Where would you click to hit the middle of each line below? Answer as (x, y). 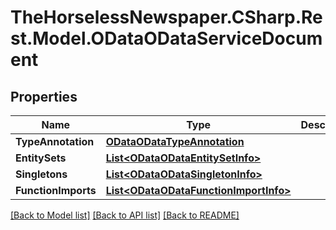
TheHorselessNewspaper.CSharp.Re (166, 17)
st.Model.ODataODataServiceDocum (166, 38)
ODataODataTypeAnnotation (175, 141)
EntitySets (41, 158)
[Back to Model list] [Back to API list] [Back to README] (125, 215)
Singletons (41, 174)
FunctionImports (56, 190)
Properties (44, 96)
